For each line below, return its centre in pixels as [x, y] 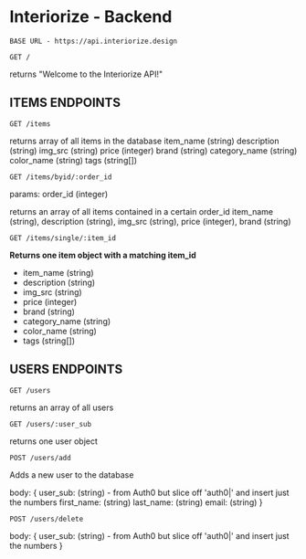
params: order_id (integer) [59, 194]
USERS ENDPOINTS [66, 369]
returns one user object [54, 441]
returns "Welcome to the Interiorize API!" [86, 74]
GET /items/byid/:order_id [61, 177]
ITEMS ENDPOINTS [65, 103]
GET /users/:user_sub [51, 424]
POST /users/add [40, 458]
